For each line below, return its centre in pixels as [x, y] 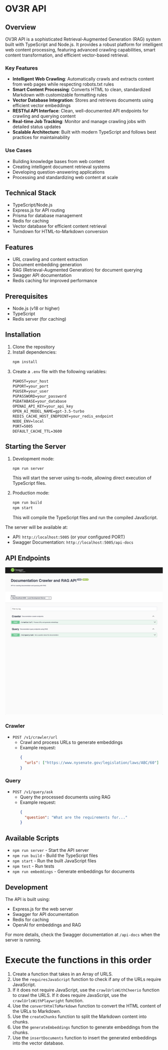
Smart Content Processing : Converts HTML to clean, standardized [81, 90]
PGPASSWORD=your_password [39, 396]
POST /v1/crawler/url [35, 737]
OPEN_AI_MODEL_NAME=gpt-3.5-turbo [48, 411]
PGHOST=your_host [30, 381]
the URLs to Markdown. [37, 1011]
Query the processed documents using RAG [65, 797]
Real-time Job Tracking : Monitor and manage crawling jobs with [79, 122]
